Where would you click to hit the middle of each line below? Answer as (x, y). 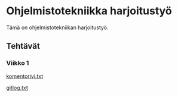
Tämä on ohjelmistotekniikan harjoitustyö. (57, 27)
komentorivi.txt (25, 76)
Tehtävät (23, 46)
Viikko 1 (18, 63)
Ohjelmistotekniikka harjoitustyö (89, 11)
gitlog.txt (17, 87)
